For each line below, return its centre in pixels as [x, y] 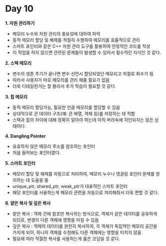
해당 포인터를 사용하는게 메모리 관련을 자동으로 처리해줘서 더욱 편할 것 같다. [85, 192]
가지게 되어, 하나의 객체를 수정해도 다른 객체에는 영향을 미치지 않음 [77, 232]
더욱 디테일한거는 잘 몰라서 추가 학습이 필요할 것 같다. [64, 86]
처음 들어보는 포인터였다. [36, 152]
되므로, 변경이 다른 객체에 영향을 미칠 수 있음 [56, 220]
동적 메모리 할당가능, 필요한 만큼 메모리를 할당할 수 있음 [66, 107]
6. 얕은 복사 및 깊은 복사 [28, 203]
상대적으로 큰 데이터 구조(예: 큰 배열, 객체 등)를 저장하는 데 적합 [74, 113]
